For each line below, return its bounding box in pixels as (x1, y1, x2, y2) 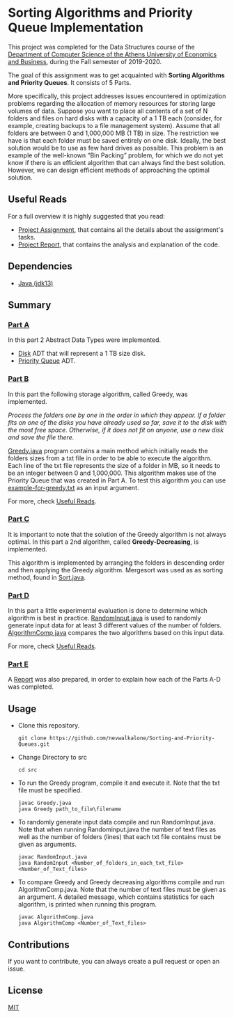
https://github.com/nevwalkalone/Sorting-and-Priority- (49, 735, 215, 742)
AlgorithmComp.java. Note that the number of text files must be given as (17, 886, 226, 894)
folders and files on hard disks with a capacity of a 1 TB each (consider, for (8, 113, 223, 123)
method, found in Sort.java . (8, 573, 86, 581)
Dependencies (8, 260, 72, 272)
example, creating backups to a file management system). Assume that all (8, 121, 220, 130)
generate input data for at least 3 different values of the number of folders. (8, 621, 222, 629)
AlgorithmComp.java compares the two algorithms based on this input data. (8, 629, 225, 637)
